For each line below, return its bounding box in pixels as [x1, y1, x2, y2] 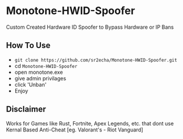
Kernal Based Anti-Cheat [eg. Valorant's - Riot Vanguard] [6, 126, 143, 133]
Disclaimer [6, 104, 46, 114]
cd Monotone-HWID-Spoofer [14, 62, 78, 69]
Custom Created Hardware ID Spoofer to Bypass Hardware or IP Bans [6, 23, 174, 30]
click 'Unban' [14, 81, 47, 88]
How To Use [6, 40, 51, 50]
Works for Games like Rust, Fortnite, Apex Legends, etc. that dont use [6, 120, 174, 127]
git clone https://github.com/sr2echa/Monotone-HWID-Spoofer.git [14, 57, 177, 63]
